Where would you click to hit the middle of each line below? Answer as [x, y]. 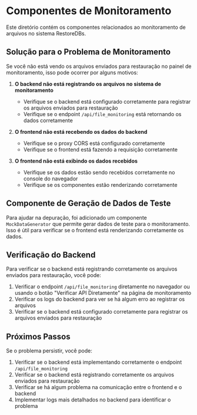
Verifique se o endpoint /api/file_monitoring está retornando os [102, 114]
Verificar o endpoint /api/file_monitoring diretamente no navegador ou [102, 286]
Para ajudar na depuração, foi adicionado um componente [76, 218]
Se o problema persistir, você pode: [49, 351]
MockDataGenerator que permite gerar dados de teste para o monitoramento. [98, 224]
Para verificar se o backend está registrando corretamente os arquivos [92, 269]
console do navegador [51, 179]
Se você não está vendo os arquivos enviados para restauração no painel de [99, 66]
